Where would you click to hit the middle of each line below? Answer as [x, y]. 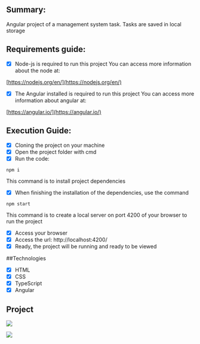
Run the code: [32, 158]
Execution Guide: [39, 131]
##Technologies [26, 258]
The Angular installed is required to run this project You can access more [104, 93]
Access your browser [41, 233]
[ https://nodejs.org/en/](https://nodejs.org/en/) [64, 82]
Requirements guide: [46, 49]
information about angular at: [50, 100]
